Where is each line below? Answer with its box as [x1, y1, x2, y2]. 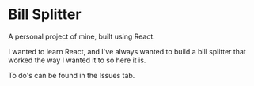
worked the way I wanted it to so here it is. [8, 55, 146, 65]
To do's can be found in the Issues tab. [8, 70, 135, 80]
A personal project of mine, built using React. [8, 32, 156, 41]
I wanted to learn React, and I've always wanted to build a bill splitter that [8, 47, 247, 56]
